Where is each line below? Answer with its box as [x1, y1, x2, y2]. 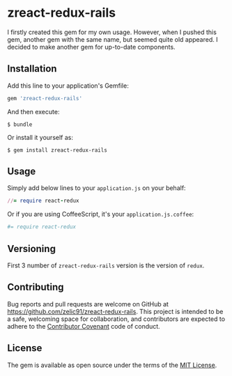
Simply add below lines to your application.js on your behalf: [7, 184, 186, 192]
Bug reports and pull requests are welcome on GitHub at [7, 299, 169, 308]
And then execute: [7, 107, 60, 116]
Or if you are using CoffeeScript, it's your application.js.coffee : [7, 210, 194, 219]
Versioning [7, 242, 56, 255]
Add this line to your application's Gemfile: [7, 81, 129, 90]
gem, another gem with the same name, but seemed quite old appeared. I [7, 35, 218, 43]
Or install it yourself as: [7, 133, 73, 141]
